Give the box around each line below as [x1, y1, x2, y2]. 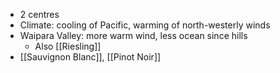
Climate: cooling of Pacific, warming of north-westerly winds [19, 19, 271, 31]
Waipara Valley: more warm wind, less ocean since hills [19, 30, 248, 41]
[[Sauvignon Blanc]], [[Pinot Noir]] [19, 51, 162, 63]
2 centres [19, 9, 60, 20]
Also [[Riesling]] [34, 40, 102, 52]
